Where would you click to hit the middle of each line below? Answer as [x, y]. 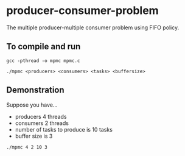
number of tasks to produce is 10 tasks [64, 129]
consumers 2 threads [42, 123]
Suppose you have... [32, 105]
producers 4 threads [41, 116]
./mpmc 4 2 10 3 [27, 147]
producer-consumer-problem [83, 11]
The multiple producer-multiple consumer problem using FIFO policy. [93, 27]
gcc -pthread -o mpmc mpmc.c [43, 61]
